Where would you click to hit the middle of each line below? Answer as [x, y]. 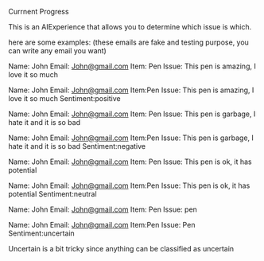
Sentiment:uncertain [42, 233]
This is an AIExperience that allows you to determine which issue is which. [130, 27]
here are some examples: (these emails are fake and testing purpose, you [128, 42]
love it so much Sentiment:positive [64, 98]
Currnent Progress [39, 12]
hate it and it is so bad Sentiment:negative [77, 146]
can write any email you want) [58, 51]
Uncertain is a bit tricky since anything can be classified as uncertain [121, 249]
